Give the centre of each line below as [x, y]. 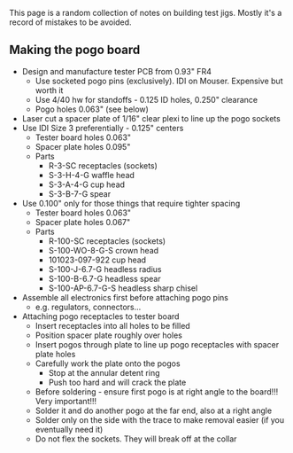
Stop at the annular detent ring [104, 372]
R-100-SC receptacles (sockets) [107, 241]
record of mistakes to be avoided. [70, 22]
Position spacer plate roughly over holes [109, 335]
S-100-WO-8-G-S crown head [104, 250]
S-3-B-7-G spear [80, 193]
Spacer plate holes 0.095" [83, 146]
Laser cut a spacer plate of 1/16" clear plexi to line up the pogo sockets [151, 118]
